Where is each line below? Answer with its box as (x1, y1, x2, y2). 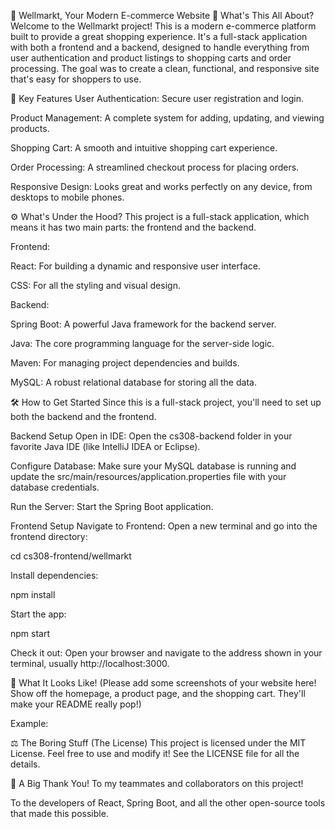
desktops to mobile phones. (10, 191, 125, 203)
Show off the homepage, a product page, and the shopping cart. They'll (10, 688, 306, 699)
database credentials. (10, 481, 100, 493)
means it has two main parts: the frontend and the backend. (10, 221, 257, 233)
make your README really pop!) (10, 698, 142, 710)
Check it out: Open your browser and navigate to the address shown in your (10, 647, 323, 659)
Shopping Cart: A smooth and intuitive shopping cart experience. (10, 142, 278, 154)
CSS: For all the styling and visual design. (10, 280, 181, 291)
